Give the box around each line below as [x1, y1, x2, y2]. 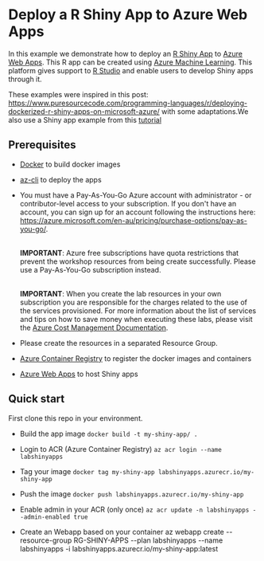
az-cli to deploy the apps [19, 175, 102, 184]
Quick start [8, 392, 65, 406]
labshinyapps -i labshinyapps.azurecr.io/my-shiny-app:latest [19, 543, 219, 553]
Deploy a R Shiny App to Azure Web [8, 6, 248, 24]
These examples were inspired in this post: [8, 89, 149, 99]
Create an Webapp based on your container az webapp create [19, 527, 225, 536]
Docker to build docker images [19, 159, 121, 169]
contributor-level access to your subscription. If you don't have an [19, 198, 237, 208]
